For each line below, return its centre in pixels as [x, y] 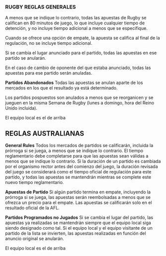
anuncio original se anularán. [35, 239]
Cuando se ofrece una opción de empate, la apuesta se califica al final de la [83, 38]
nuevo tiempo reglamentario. [35, 182]
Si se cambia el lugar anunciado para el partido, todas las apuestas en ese [81, 53]
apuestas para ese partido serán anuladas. [49, 73]
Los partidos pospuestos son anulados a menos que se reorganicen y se [79, 97]
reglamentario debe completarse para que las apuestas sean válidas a [77, 156]
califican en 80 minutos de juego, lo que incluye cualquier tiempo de [75, 23]
